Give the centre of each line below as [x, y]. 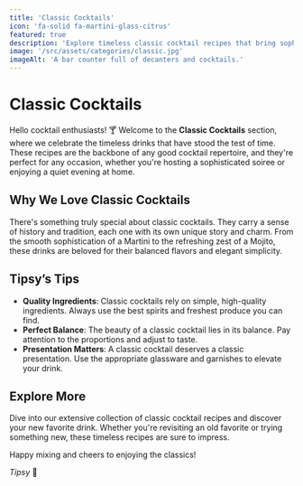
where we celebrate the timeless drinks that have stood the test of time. [142, 143]
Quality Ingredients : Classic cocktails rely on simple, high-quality [144, 301]
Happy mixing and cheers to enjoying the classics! [103, 455]
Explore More [48, 396]
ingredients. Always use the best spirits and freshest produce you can [152, 310]
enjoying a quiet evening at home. [72, 172]
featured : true [38, 34]
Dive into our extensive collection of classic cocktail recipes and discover [146, 418]
